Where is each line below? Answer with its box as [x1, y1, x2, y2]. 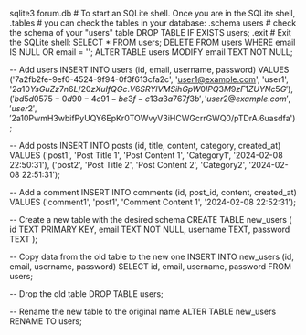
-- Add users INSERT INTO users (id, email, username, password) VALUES [9, 64, 290, 75]
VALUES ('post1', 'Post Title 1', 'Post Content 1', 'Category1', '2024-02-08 [9, 150, 283, 161]
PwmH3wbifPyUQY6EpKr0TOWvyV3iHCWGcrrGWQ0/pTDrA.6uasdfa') [28, 113, 296, 123]
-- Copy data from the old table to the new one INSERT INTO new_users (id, [9, 251, 294, 262]
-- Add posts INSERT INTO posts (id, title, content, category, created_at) [9, 141, 281, 151]
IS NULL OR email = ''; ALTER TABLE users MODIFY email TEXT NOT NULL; [9, 47, 294, 58]
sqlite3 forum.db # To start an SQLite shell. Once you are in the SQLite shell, [9, 8, 296, 18]
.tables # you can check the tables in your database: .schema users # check [9, 17, 297, 28]
